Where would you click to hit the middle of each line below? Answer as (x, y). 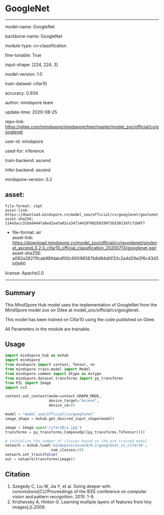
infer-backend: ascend (28, 170)
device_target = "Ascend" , (74, 401)
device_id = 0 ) (62, 405)
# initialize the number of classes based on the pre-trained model (76, 441)
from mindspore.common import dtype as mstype (53, 374)
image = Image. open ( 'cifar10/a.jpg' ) (43, 427)
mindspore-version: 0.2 (29, 179)
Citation (18, 475)
